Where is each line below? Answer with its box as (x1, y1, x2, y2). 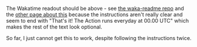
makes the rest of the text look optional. (6, 23, 102, 30)
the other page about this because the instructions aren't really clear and (6, 11, 183, 18)
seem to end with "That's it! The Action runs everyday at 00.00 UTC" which (6, 17, 189, 24)
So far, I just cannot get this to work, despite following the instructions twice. (6, 35, 192, 41)
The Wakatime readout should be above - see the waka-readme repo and (6, 5, 184, 12)
